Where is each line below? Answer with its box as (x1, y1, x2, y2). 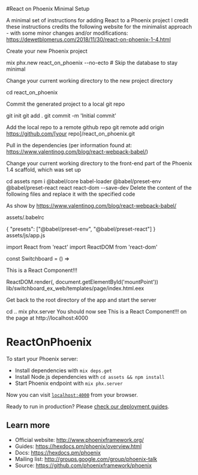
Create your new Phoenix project (6, 47, 88, 55)
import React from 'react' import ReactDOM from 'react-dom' (6, 243, 158, 250)
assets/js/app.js (6, 232, 46, 239)
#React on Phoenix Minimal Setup (6, 5, 90, 12)
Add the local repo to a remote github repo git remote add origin (6, 124, 164, 131)
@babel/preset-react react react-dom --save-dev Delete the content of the (6, 184, 192, 191)
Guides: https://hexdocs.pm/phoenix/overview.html (14, 443, 142, 450)
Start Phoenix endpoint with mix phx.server (14, 380, 123, 387)
